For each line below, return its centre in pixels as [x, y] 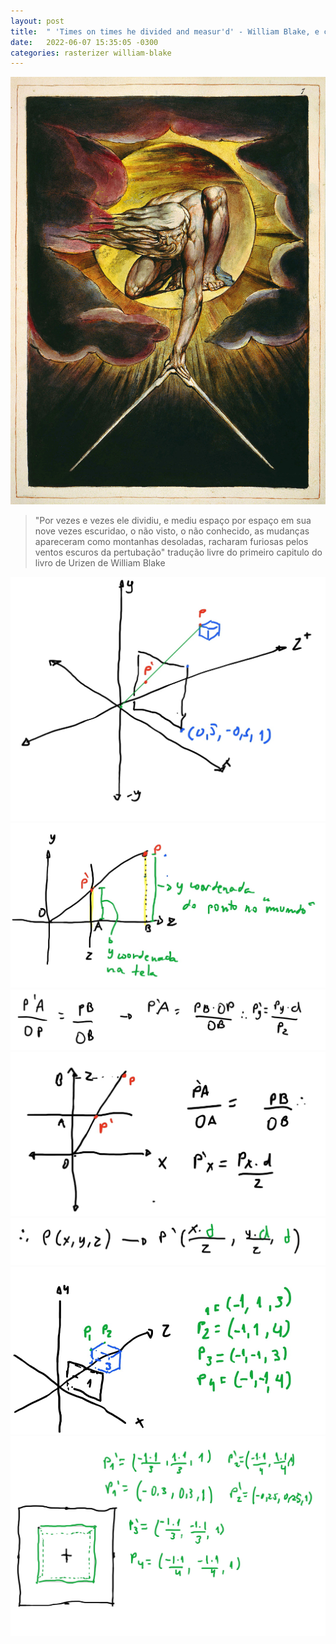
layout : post [37, 21]
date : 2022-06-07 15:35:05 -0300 [84, 42]
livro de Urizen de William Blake [100, 562]
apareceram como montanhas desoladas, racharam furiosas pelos [171, 541]
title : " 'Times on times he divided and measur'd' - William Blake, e [165, 31]
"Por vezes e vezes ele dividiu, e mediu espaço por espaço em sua [173, 520]
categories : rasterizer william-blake [91, 53]
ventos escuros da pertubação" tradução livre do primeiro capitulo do [178, 552]
